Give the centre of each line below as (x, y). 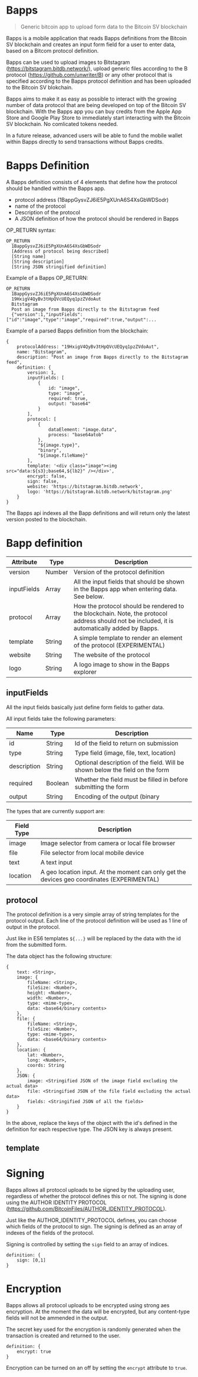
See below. (89, 596)
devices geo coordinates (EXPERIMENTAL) (100, 879)
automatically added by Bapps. (116, 628)
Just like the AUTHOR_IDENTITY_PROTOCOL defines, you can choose (91, 1220)
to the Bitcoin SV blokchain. (39, 87)
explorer (85, 672)
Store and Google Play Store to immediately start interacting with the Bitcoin (98, 117)
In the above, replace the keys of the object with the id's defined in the (92, 1123)
